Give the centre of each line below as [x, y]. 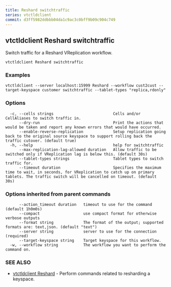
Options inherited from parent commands [58, 194]
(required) [17, 236]
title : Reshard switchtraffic [38, 10]
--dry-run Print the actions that [91, 123]
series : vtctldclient [28, 15]
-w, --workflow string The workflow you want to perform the [88, 245]
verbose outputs [23, 218]
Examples [18, 75]
